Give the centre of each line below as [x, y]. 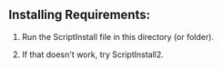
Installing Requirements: [80, 15]
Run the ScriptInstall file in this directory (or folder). [118, 36]
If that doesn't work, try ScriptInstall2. [93, 54]
